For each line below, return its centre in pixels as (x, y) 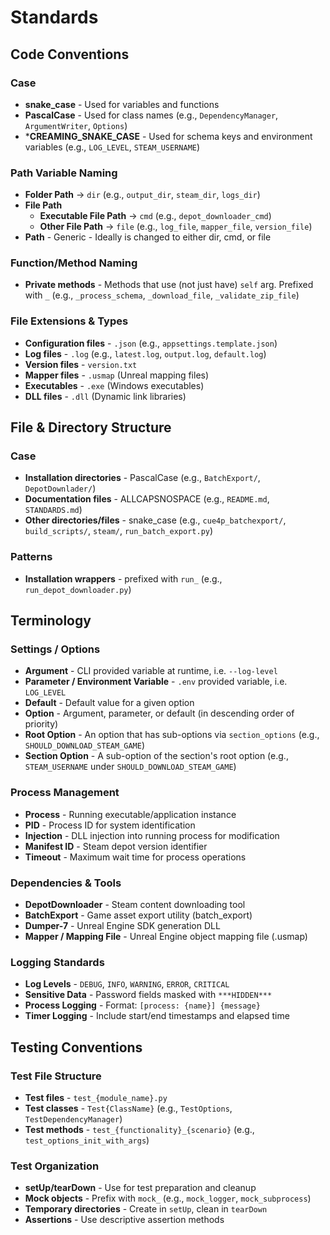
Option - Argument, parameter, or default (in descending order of (159, 713)
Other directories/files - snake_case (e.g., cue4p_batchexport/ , (155, 520)
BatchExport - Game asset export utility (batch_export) (138, 915)
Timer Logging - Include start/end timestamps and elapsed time (157, 1016)
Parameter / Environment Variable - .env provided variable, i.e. (156, 682)
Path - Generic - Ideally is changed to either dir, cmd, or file (148, 237)
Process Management (65, 793)
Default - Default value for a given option (109, 703)
